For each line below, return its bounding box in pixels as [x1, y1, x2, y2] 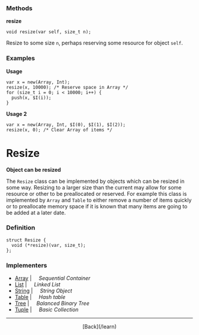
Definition [6, 224, 36, 232]
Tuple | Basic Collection [14, 306, 79, 313]
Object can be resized [6, 166, 61, 173]
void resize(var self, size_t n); [6, 29, 92, 35]
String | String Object [14, 287, 72, 294]
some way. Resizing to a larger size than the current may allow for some [6, 183, 182, 191]
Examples [6, 54, 36, 63]
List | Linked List [14, 281, 61, 288]
